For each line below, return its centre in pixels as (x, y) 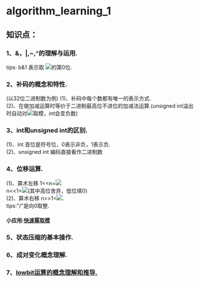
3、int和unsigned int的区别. (47, 131)
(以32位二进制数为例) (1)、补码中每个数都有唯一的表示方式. (79, 98)
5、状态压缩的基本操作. (40, 238)
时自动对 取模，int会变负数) (42, 113)
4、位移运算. (25, 169)
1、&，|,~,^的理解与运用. (42, 53)
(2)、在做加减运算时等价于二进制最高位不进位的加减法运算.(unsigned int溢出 (100, 106)
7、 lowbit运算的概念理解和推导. (52, 272)
